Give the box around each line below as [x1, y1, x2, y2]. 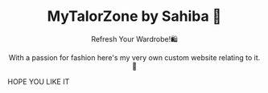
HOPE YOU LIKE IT [7, 76, 70, 87]
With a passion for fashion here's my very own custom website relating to [8, 52, 253, 63]
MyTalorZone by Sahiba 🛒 [47, 7, 222, 26]
